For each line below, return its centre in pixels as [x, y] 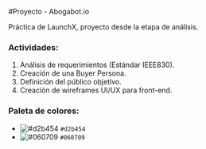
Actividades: [33, 47]
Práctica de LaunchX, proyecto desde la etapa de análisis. [103, 27]
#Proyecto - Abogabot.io [49, 12]
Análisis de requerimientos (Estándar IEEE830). [97, 65]
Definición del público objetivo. [70, 82]
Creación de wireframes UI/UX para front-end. [96, 90]
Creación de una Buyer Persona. [73, 73]
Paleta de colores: [44, 111]
